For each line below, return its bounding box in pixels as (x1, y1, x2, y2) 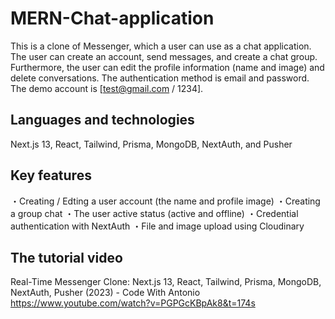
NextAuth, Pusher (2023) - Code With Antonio (10, 287, 201, 299)
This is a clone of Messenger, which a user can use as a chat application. (10, 40, 312, 52)
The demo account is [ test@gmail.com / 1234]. (10, 82, 204, 94)
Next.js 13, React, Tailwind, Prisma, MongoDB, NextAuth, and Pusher (10, 138, 293, 150)
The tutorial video (10, 249, 123, 266)
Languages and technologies (10, 112, 195, 129)
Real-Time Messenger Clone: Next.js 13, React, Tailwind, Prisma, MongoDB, (10, 276, 322, 288)
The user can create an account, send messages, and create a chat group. (10, 50, 318, 62)
